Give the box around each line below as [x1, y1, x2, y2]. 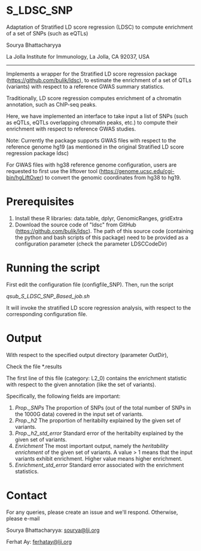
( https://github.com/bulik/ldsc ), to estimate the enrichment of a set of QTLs [6, 76, 191, 84]
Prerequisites [6, 195, 75, 208]
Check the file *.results [6, 363, 62, 370]
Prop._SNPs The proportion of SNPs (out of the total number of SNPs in [14, 404, 191, 411]
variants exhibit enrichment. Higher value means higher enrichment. [14, 455, 182, 462]
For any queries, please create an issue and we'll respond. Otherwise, [6, 508, 178, 516]
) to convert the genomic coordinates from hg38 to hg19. [41, 174, 181, 181]
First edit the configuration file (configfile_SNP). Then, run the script [6, 281, 173, 288]
